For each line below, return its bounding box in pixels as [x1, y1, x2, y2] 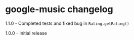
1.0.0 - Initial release [5, 30, 47, 36]
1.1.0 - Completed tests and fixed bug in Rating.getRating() [5, 20, 129, 26]
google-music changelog [5, 4, 113, 15]
